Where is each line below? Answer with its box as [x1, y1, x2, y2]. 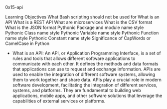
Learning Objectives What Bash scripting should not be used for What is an [5, 14, 160, 19]
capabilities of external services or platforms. [12, 98, 106, 104]
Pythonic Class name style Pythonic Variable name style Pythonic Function [5, 30, 159, 35]
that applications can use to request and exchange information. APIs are [12, 66, 161, 72]
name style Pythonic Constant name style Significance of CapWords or [5, 35, 151, 41]
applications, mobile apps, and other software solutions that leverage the [12, 92, 163, 98]
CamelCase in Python [5, 40, 50, 46]
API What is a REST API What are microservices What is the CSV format [5, 19, 153, 25]
